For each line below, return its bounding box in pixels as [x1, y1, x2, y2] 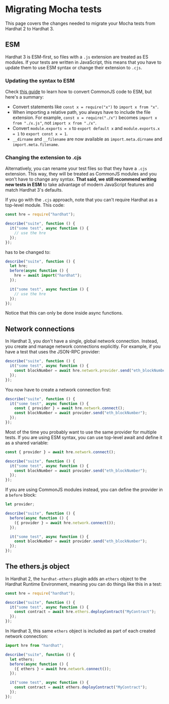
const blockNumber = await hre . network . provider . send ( [14, 368, 132, 373]
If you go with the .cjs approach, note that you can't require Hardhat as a [5, 197, 157, 203]
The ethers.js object [5, 562, 70, 571]
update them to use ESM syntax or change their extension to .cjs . [5, 64, 142, 70]
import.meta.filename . [12, 142, 59, 148]
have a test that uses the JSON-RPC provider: [5, 349, 101, 355]
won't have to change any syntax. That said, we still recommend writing [5, 176, 157, 183]
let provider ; [5, 502, 35, 507]
